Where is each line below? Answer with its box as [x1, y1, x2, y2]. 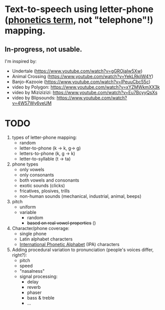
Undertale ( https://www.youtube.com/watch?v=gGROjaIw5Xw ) [12, 68, 143, 74]
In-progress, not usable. [5, 45, 82, 53]
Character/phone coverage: [12, 225, 70, 231]
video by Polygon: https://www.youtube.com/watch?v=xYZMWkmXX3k [12, 84, 160, 90]
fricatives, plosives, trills [19, 188, 70, 194]
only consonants [19, 172, 54, 178]
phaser [27, 289, 42, 295]
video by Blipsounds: [12, 95, 56, 101]
